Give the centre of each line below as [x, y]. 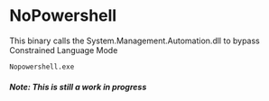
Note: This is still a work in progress [78, 87]
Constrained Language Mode [64, 50]
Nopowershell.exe [42, 67]
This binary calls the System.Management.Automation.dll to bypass [134, 41]
